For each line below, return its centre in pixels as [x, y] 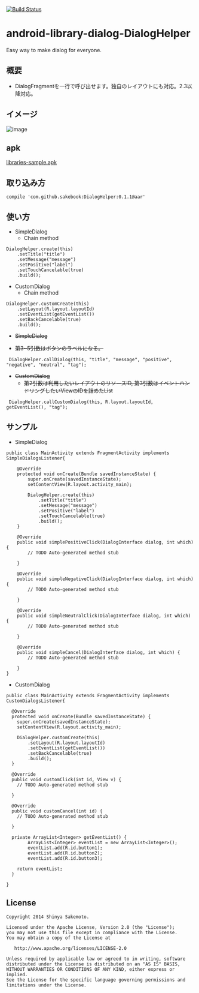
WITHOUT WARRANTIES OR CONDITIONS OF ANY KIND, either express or [91, 969]
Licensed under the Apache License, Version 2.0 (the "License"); [91, 927]
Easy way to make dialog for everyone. [54, 50]
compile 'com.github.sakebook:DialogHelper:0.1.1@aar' [76, 197]
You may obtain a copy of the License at [59, 938]
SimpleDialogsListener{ [36, 458]
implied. [17, 974]
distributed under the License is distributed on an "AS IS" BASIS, [93, 964]
